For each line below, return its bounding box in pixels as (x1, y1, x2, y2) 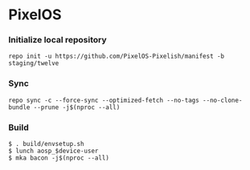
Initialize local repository (8, 34, 107, 46)
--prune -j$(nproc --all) (33, 103, 121, 111)
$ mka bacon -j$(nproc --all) (8, 154, 110, 162)
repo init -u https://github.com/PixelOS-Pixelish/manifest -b (8, 52, 225, 61)
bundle (8, 103, 31, 111)
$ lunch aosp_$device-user (8, 147, 99, 156)
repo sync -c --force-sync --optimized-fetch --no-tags (8, 96, 199, 104)
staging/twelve (8, 59, 59, 67)
